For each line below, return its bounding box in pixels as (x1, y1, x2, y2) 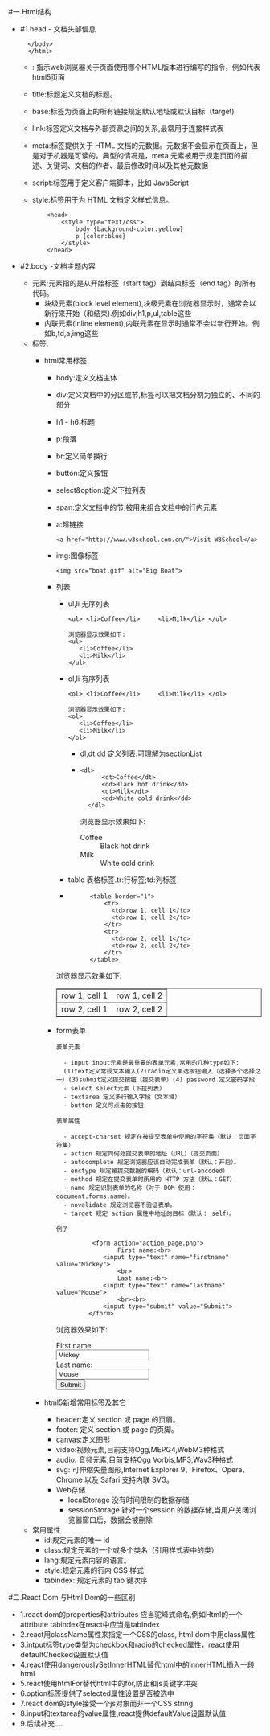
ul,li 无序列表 (67, 599, 110, 609)
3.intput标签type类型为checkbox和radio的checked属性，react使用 (19, 1640, 239, 1649)
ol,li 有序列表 (67, 674, 110, 683)
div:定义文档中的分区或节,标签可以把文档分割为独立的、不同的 (55, 390, 261, 400)
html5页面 (31, 72, 66, 82)
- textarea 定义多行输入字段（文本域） (63, 1093, 181, 1101)
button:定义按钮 (55, 469, 108, 478)
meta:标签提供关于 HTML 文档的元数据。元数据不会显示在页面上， (31, 141, 252, 150)
